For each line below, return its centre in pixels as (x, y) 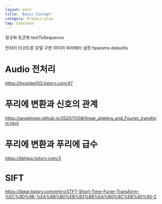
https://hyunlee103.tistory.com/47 (39, 83)
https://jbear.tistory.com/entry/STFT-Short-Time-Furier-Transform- (72, 191)
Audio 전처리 (30, 69)
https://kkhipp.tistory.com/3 (33, 158)
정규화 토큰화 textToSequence (35, 37)
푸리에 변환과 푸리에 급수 (51, 145)
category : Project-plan (29, 19)
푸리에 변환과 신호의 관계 (51, 104)
